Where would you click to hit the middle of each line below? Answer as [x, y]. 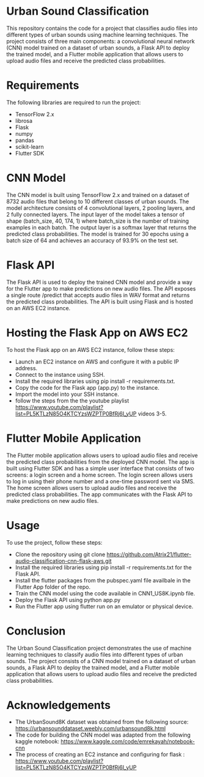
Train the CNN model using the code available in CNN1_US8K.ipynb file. [105, 593]
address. [26, 368]
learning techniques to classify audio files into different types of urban [95, 654]
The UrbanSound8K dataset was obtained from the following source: [102, 722]
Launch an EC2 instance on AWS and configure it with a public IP [97, 362]
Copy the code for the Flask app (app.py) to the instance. [87, 387]
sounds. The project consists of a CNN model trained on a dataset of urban [101, 661]
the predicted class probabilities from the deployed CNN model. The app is [100, 462]
